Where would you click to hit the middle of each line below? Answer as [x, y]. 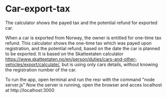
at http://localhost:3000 [30, 90]
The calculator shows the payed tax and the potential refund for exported [81, 23]
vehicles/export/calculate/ [32, 64]
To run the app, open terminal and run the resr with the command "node [80, 79]
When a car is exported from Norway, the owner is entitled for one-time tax [83, 38]
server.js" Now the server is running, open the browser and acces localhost [84, 85]
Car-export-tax [38, 9]
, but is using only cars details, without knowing [108, 64]
